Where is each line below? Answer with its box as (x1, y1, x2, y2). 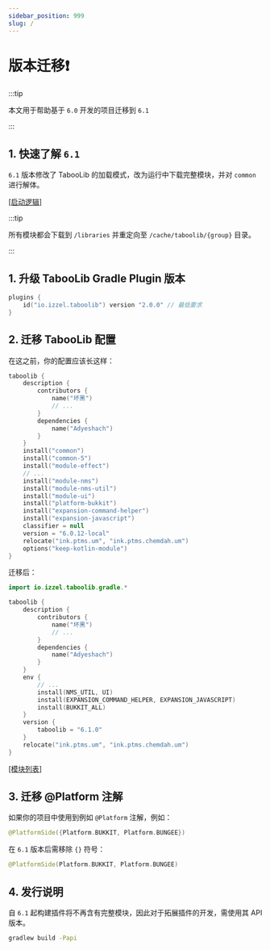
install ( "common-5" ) (23, 454, 92, 462)
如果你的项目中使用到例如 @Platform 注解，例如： (8, 813, 172, 822)
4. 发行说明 (8, 885, 64, 898)
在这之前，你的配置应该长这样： (8, 356, 114, 366)
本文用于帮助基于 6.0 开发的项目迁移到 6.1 (8, 106, 149, 115)
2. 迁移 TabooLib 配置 (8, 333, 116, 347)
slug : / (8, 19, 35, 27)
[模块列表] (8, 764, 43, 773)
